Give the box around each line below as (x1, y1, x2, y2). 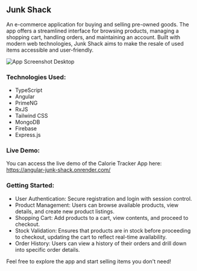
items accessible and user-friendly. (6, 46, 94, 53)
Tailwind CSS (14, 112, 48, 120)
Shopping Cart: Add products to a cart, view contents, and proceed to (14, 214, 189, 221)
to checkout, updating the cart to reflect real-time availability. (14, 233, 167, 240)
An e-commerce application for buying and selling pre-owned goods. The (6, 20, 190, 28)
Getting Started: (6, 181, 55, 190)
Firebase (14, 125, 37, 132)
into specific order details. (14, 246, 80, 253)
